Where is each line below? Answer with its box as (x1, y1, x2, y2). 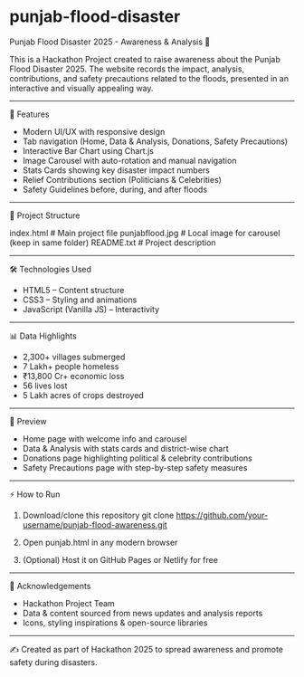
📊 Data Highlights (9, 330, 77, 341)
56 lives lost (22, 380, 68, 391)
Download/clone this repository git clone (22, 510, 175, 520)
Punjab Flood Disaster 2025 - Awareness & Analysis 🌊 (9, 36, 211, 47)
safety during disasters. (9, 656, 98, 667)
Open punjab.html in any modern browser (22, 537, 178, 548)
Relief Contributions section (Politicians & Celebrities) (22, 174, 222, 185)
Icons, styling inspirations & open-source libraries (22, 617, 208, 628)
